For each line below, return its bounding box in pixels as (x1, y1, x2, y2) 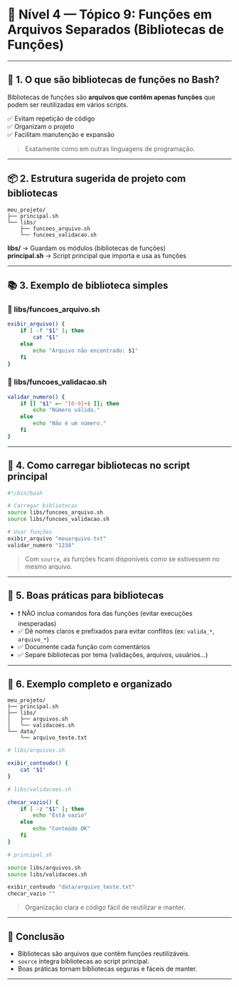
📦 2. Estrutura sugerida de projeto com (7, 172, 186, 185)
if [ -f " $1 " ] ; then (20, 327, 84, 334)
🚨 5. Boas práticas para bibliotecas (7, 589, 164, 601)
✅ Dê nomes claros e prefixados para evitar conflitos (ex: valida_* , (17, 626, 215, 635)
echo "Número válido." (33, 406, 100, 414)
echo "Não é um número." (33, 420, 107, 427)
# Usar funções (7, 529, 53, 536)
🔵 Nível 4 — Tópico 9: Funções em (7, 6, 212, 23)
